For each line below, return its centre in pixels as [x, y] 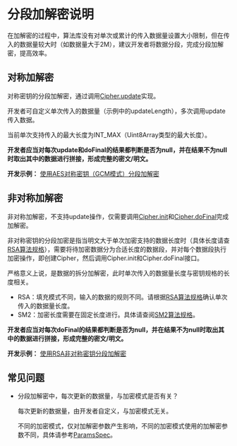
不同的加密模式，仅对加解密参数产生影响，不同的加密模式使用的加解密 [120, 426]
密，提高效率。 [29, 53]
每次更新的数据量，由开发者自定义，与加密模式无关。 [95, 411]
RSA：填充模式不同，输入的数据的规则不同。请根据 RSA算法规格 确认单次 [122, 297]
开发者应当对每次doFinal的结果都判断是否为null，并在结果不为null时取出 [113, 329]
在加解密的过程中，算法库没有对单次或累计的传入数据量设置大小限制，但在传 [119, 35]
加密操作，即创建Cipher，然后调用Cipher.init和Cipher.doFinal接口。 [105, 258]
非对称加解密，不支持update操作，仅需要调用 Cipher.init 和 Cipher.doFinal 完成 [118, 216]
